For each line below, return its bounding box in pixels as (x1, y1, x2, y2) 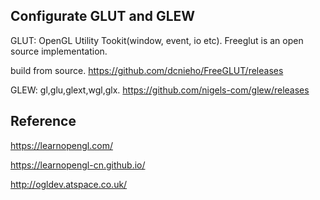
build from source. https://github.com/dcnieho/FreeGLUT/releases (10, 64, 284, 76)
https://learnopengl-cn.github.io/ (10, 159, 146, 171)
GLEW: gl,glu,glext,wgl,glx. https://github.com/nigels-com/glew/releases (10, 84, 310, 96)
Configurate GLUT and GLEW (10, 8, 196, 25)
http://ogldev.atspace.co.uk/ (10, 178, 128, 190)
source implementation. (10, 45, 108, 57)
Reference (10, 113, 77, 130)
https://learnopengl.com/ (10, 139, 113, 151)
